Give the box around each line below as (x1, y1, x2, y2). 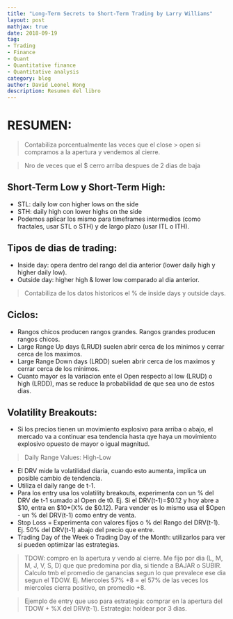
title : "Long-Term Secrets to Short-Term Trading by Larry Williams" (7, 10, 214, 17)
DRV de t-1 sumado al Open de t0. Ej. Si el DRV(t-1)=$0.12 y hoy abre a (17, 496, 219, 504)
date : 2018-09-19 (7, 29, 58, 37)
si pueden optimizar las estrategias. (17, 540, 120, 549)
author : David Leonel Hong (7, 81, 86, 88)
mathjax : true (7, 23, 49, 30)
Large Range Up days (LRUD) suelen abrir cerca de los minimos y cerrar (17, 342, 225, 351)
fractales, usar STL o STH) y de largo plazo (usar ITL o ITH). (17, 222, 190, 230)
